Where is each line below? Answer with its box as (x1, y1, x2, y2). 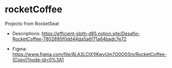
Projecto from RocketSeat (5, 20, 60, 27)
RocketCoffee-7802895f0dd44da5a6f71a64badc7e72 (12, 36, 127, 42)
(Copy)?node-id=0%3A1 (12, 56, 64, 62)
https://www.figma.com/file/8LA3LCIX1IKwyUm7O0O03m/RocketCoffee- (12, 51, 167, 57)
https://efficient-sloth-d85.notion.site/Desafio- (41, 30, 140, 36)
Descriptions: (12, 30, 41, 36)
